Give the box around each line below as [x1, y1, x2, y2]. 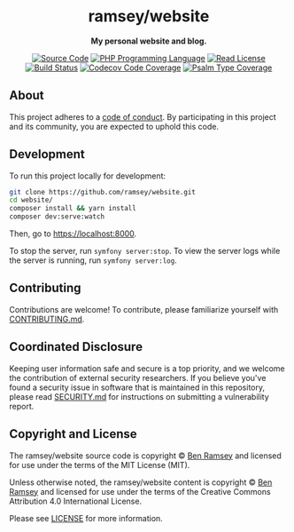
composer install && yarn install [9, 204, 137, 213]
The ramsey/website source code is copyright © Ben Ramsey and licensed [9, 450, 282, 461]
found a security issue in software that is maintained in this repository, [9, 382, 266, 393]
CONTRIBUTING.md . [9, 314, 85, 324]
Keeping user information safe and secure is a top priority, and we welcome [9, 362, 285, 374]
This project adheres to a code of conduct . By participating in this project [9, 111, 276, 122]
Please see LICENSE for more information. [9, 512, 164, 523]
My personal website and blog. [90, 36, 207, 46]
